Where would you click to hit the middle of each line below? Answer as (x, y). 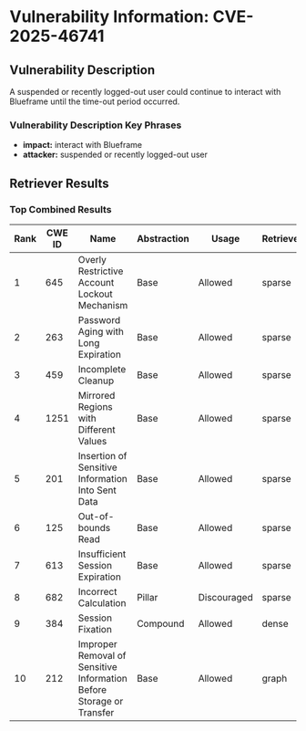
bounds (94, 527)
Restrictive (101, 271)
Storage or (101, 701)
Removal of (102, 655)
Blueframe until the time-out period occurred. (95, 101)
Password (99, 319)
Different (97, 429)
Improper (98, 643)
